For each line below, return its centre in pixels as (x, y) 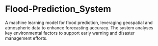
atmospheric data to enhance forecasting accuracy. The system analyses (79, 27)
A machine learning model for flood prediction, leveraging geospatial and (79, 23)
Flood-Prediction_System (58, 9)
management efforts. (26, 38)
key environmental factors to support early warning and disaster (70, 33)
